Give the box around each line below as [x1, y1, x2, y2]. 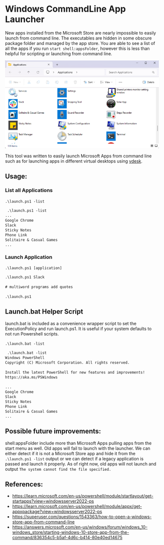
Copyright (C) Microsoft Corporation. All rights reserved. [5, 360, 130, 365]
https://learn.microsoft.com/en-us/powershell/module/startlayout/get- [12, 493, 154, 499]
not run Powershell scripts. [5, 331, 59, 336]
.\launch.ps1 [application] [5, 266, 62, 271]
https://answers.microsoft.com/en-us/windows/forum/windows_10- [12, 524, 148, 530]
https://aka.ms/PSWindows [5, 375, 58, 379]
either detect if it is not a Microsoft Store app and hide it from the [5, 450, 136, 456]
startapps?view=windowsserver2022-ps [12, 498, 94, 504]
